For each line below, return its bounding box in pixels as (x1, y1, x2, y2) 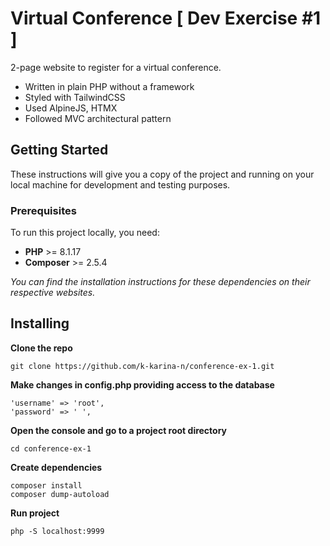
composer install (10, 480, 83, 491)
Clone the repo (10, 342, 73, 354)
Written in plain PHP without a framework (24, 80, 195, 92)
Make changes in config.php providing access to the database (10, 378, 275, 391)
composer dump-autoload (10, 489, 110, 499)
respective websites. (10, 287, 96, 299)
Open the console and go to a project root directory (10, 424, 228, 436)
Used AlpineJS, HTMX (24, 102, 118, 114)
